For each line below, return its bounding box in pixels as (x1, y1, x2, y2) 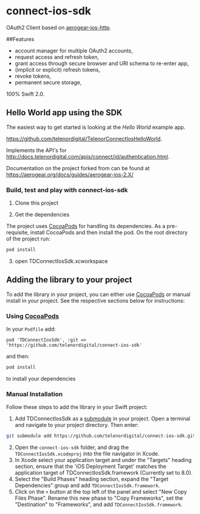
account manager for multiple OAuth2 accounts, (14, 47, 133, 54)
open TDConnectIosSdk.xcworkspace (14, 257, 108, 264)
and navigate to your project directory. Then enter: (14, 421, 139, 429)
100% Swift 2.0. (6, 90, 45, 97)
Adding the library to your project (6, 275, 133, 285)
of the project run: (6, 235, 51, 242)
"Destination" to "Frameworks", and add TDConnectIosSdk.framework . (14, 501, 183, 508)
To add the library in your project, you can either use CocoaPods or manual (6, 291, 190, 298)
